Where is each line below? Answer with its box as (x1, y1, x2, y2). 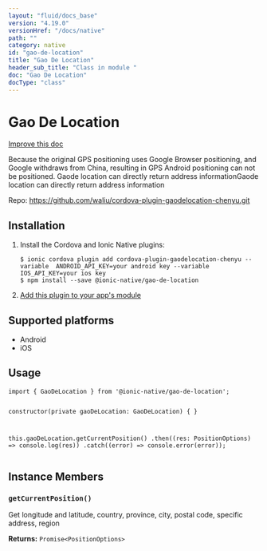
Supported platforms (8, 313, 114, 327)
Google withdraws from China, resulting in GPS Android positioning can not (8, 163, 256, 172)
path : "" (8, 34, 37, 42)
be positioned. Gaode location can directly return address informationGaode (8, 172, 259, 181)
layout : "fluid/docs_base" (8, 11, 98, 20)
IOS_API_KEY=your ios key (19, 269, 106, 278)
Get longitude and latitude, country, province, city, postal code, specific (8, 510, 243, 520)
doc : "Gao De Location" (8, 71, 88, 79)
